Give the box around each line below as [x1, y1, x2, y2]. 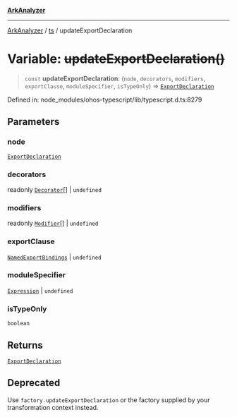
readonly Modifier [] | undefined [7, 219, 99, 228]
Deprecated [7, 377, 61, 389]
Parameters [7, 116, 60, 128]
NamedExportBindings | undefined [7, 253, 102, 261]
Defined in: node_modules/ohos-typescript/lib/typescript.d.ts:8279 [7, 95, 202, 104]
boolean [7, 320, 30, 327]
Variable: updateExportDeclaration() [7, 51, 225, 67]
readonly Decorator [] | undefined [7, 185, 102, 193]
